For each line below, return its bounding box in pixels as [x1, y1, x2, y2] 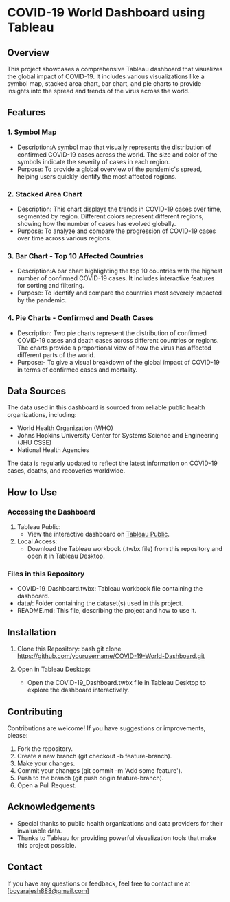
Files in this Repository [7, 569, 85, 578]
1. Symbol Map [7, 127, 57, 137]
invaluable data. [16, 826, 62, 835]
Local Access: [16, 537, 58, 545]
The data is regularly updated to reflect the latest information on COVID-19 [7, 459, 218, 468]
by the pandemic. [16, 296, 67, 304]
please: [7, 732, 28, 739]
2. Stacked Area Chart [7, 189, 82, 199]
